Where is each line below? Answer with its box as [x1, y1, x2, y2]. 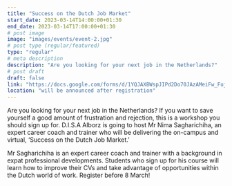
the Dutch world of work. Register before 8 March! [7, 171, 151, 180]
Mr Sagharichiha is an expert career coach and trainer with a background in [7, 149, 222, 158]
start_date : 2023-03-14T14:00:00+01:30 [7, 17, 122, 24]
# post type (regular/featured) [7, 42, 100, 49]
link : [7, 81, 23, 88]
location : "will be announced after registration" [7, 87, 156, 94]
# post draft [7, 68, 45, 75]
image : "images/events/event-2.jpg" [7, 36, 113, 43]
